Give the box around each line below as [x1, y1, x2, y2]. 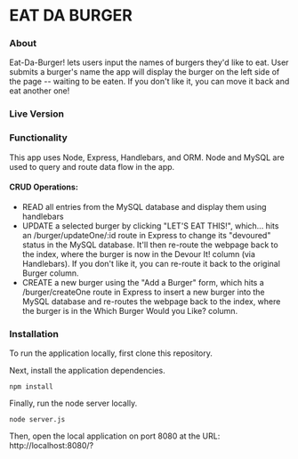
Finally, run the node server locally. [9, 398, 138, 409]
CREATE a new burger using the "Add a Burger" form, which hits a [21, 277, 264, 287]
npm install [9, 382, 53, 391]
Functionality [9, 132, 68, 144]
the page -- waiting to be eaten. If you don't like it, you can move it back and [9, 76, 290, 87]
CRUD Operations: [9, 181, 78, 192]
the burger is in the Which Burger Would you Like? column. [21, 305, 238, 316]
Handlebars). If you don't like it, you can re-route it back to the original [21, 258, 280, 269]
